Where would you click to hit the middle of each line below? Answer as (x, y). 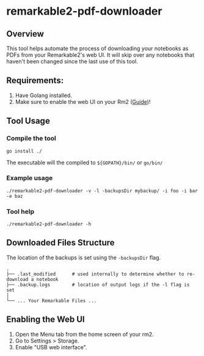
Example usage (30, 178)
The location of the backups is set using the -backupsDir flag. (84, 257)
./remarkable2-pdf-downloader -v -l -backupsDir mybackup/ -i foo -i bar (102, 191)
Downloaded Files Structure (60, 243)
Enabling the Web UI (46, 320)
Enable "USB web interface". (51, 347)
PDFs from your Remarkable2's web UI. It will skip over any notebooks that (100, 55)
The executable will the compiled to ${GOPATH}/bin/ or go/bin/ (85, 162)
